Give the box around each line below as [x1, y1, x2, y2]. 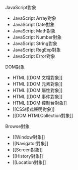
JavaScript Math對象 [12, 28, 56, 34]
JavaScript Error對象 [12, 53, 55, 59]
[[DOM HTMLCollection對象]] [12, 113, 73, 118]
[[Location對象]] [12, 159, 46, 165]
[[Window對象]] [12, 134, 45, 140]
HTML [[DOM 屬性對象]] [12, 88, 63, 93]
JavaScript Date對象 [12, 22, 55, 27]
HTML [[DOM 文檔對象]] [12, 75, 63, 80]
